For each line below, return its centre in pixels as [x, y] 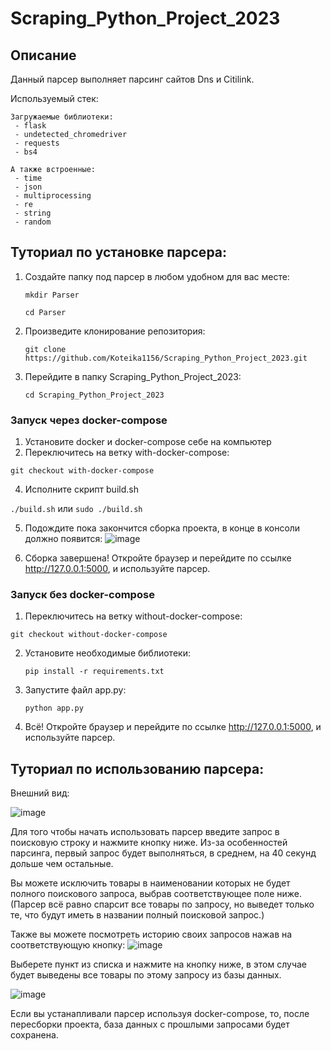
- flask [30, 126]
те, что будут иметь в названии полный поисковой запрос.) [137, 915]
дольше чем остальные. [62, 864]
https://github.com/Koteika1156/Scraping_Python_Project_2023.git [166, 358]
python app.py [54, 708]
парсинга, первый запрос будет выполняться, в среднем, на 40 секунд [163, 853]
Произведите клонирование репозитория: [115, 331]
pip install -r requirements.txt [94, 672]
